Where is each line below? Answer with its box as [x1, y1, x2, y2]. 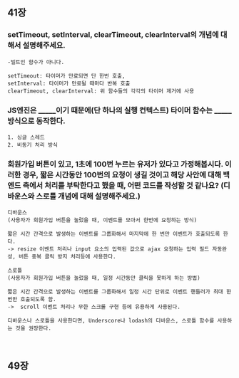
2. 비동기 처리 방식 [7, 141, 59, 148]
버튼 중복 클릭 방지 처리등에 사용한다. [19, 253, 116, 261]
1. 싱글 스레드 [7, 134, 45, 141]
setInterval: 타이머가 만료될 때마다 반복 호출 [7, 80, 131, 87]
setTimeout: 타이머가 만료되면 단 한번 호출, [7, 72, 126, 80]
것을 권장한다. [15, 325, 52, 332]
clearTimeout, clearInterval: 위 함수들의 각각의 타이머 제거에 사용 [7, 88, 195, 95]
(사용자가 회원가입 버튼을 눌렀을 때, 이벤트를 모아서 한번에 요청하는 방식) [7, 216, 198, 224]
